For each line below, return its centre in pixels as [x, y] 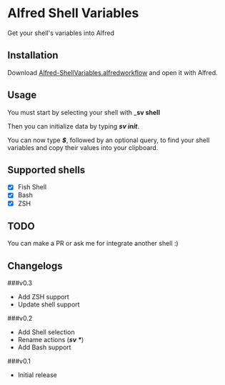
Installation [33, 55]
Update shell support [49, 304]
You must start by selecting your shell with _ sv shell [84, 112]
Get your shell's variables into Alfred [61, 33]
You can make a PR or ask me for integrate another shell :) [93, 244]
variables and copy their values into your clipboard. [83, 147]
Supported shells [46, 170]
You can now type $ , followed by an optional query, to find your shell [109, 140]
